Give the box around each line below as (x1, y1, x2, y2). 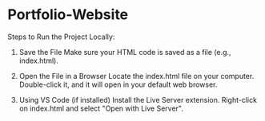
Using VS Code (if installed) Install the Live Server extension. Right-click (18, 95, 258, 104)
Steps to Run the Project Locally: (7, 32, 115, 41)
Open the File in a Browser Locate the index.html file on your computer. (18, 71, 255, 80)
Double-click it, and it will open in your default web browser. (18, 80, 218, 89)
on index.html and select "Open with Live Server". (18, 103, 183, 113)
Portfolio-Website (7, 6, 129, 24)
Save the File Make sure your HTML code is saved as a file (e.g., (18, 47, 231, 57)
